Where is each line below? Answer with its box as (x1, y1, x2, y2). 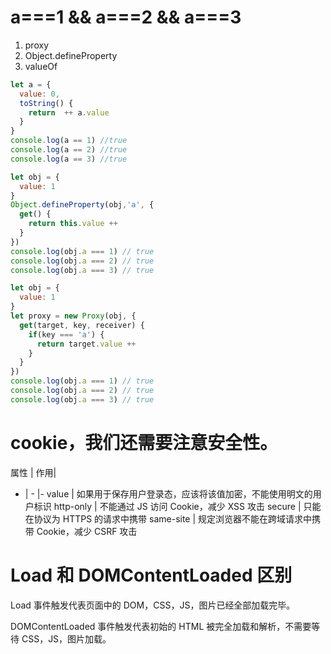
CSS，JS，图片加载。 (21, 632, 112, 645)
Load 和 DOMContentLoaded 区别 (10, 564, 293, 586)
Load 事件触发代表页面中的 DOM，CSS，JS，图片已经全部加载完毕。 (10, 599, 296, 611)
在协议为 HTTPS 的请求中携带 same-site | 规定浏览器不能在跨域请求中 (24, 512, 313, 525)
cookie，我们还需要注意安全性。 (10, 432, 278, 454)
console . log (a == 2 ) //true (10, 145, 128, 155)
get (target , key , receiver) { (19, 320, 145, 330)
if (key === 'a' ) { (28, 329, 105, 340)
